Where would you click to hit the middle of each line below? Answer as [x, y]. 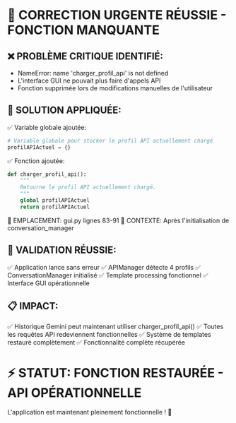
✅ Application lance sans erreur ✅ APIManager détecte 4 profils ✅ [104, 267]
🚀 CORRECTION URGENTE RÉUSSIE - [117, 15]
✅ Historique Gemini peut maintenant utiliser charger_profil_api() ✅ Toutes [116, 327]
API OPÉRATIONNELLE [75, 393]
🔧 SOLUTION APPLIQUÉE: [64, 111]
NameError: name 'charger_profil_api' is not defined [93, 73]
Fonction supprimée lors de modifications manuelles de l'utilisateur [115, 88]
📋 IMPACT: [33, 306]
